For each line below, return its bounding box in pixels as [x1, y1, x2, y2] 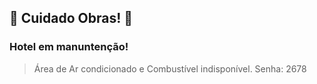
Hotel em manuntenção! [9, 40, 129, 54]
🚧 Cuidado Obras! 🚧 [9, 10, 134, 27]
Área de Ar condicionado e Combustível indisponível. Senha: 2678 [33, 62, 307, 75]
